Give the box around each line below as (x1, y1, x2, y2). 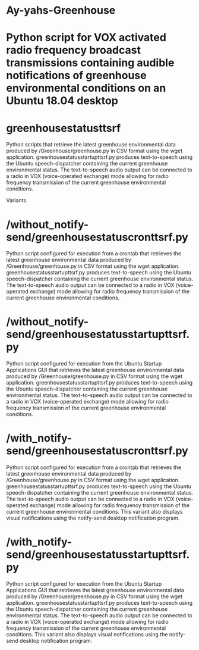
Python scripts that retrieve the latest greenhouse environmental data (6, 141, 176, 148)
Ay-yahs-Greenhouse (6, 4, 116, 17)
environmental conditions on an (6, 82, 166, 95)
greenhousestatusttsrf (6, 121, 121, 135)
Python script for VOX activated (6, 31, 166, 45)
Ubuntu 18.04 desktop (6, 94, 119, 108)
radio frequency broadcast (6, 43, 141, 57)
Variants (6, 197, 27, 204)
